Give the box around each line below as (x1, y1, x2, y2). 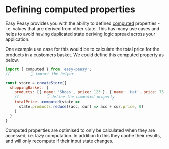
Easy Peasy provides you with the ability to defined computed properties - (5, 20, 160, 26)
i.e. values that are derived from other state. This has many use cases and (5, 25, 160, 31)
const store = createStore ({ (5, 80, 67, 85)
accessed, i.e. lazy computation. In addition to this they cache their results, (5, 132, 161, 138)
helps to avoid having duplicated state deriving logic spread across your (5, 31, 156, 37)
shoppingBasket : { (10, 85, 49, 90)
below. (5, 57, 19, 63)
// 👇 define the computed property (14, 94, 115, 100)
